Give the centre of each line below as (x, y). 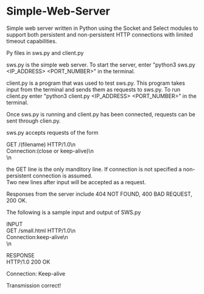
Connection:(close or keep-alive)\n (50, 151)
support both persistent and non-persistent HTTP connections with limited (100, 34)
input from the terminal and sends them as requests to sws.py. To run (93, 89)
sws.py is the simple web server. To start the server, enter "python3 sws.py (101, 65)
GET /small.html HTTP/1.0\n (41, 231)
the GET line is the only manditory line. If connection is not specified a (94, 169)
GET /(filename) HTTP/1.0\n (41, 144)
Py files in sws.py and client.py (45, 52)
